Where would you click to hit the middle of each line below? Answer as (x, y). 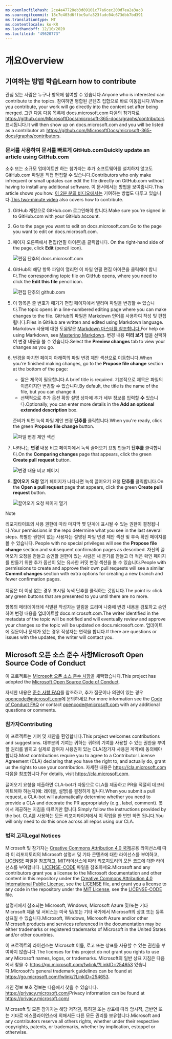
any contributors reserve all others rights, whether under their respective (82, 1021)
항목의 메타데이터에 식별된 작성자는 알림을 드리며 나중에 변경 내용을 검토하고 (81, 607)
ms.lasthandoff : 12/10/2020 (35, 29)
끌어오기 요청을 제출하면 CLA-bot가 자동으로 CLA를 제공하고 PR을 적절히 (78, 785)
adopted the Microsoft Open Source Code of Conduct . (63, 682)
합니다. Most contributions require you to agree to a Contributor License (80, 756)
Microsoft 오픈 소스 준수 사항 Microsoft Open (74, 654)
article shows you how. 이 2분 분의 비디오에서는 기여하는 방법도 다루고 (77, 193)
